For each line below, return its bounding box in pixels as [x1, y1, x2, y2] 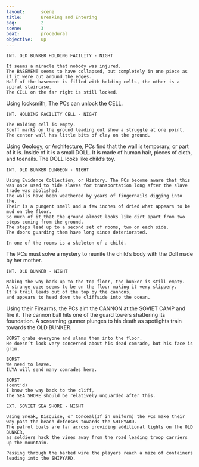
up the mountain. [6, 440, 49, 446]
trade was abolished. [6, 188, 60, 194]
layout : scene [6, 8, 55, 15]
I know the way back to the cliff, [6, 388, 95, 394]
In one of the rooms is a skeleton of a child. [6, 240, 127, 246]
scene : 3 [6, 25, 44, 32]
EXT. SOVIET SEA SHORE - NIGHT [6, 403, 84, 409]
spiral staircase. [6, 84, 52, 90]
